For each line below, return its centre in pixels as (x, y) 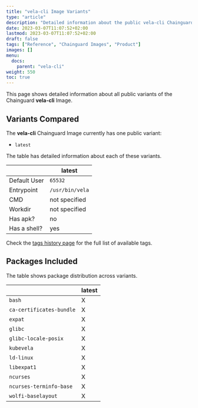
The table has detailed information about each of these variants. (84, 156)
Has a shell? (26, 228)
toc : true (18, 77)
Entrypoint (24, 190)
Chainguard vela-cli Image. (39, 100)
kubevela (21, 348)
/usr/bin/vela (70, 190)
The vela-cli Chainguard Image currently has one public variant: (84, 133)
